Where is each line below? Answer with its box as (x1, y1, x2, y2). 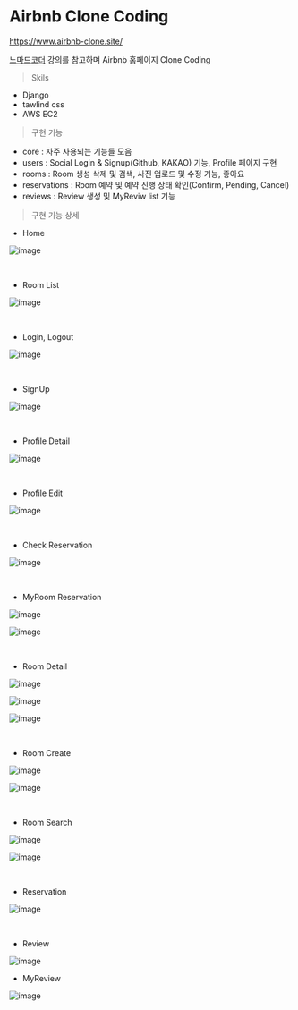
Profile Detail (21, 436, 70, 446)
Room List (21, 279, 60, 290)
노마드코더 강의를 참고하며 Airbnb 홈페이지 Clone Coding (9, 54, 211, 64)
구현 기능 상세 (30, 209, 80, 220)
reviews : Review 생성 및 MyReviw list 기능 (21, 191, 176, 201)
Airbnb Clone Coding (9, 6, 169, 27)
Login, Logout (21, 331, 74, 342)
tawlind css (21, 98, 65, 109)
